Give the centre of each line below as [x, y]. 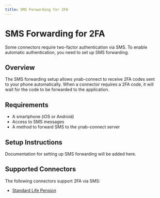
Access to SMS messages [38, 122]
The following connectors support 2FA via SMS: [53, 181]
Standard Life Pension [34, 190]
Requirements [27, 105]
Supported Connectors [40, 169]
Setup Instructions [34, 142]
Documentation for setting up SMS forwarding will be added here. [71, 154]
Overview [20, 67]
